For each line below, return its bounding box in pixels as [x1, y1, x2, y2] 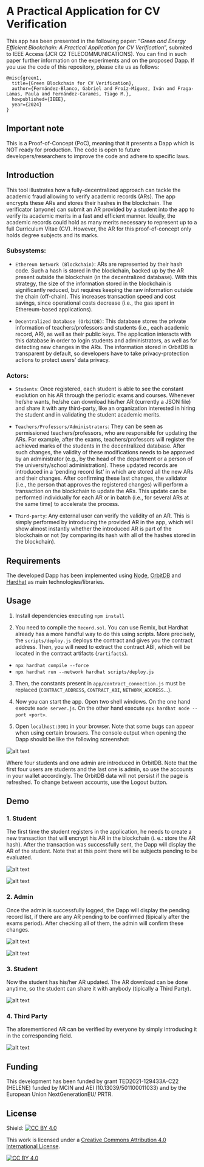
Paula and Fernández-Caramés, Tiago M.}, [25, 91, 132, 97]
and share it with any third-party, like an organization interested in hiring [15, 404, 195, 412]
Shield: [6, 1124, 24, 1132]
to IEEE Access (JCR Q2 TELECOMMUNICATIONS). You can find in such [6, 50, 187, 57]
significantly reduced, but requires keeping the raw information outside [15, 286, 193, 293]
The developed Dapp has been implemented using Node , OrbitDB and [6, 572, 182, 579]
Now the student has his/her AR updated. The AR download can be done [6, 978, 188, 986]
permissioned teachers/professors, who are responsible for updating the [15, 429, 197, 437]
